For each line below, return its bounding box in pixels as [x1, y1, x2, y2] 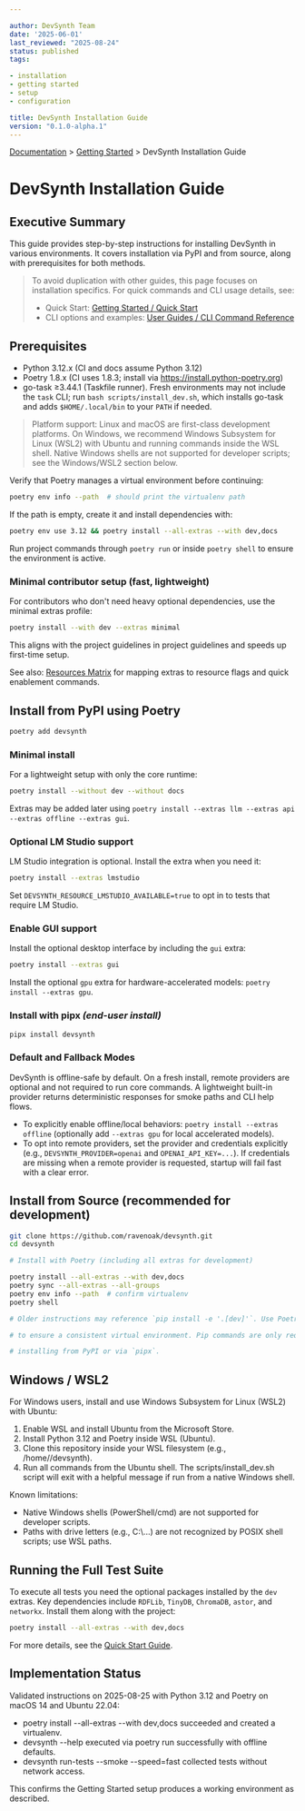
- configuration [9, 96, 71, 105]
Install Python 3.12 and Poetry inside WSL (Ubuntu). [22, 1433, 216, 1444]
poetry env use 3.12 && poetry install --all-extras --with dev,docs [9, 527, 279, 536]
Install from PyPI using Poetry [9, 703, 182, 718]
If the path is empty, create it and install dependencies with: [9, 510, 233, 520]
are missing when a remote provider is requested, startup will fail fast [22, 1157, 281, 1168]
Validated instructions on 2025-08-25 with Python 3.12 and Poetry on [9, 1690, 269, 1701]
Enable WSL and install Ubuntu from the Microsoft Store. [22, 1423, 234, 1435]
